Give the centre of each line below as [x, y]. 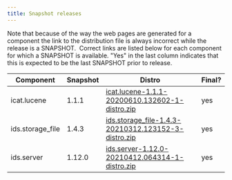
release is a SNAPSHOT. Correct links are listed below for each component [115, 48]
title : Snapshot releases [44, 13]
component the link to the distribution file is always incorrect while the [107, 40]
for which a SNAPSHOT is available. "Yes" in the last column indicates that [113, 55]
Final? [211, 80]
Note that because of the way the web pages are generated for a [99, 33]
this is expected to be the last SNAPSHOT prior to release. [90, 62]
